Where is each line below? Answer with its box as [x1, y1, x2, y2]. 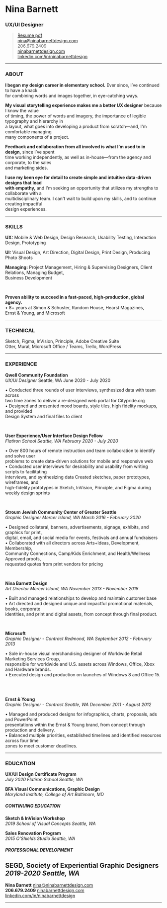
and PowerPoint [5, 716, 38, 722]
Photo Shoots [5, 255, 33, 261]
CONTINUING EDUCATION [5, 803, 61, 809]
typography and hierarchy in [5, 118, 64, 124]
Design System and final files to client [5, 413, 83, 419]
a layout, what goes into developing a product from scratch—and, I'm [5, 123, 147, 129]
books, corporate [5, 606, 41, 612]
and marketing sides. [5, 165, 48, 171]
